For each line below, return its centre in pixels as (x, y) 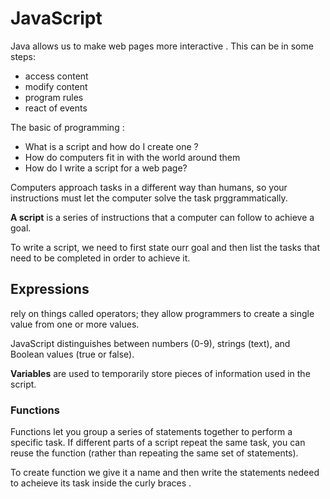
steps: (23, 56)
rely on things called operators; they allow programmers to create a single (162, 313)
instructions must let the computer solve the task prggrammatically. (149, 198)
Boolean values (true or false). (72, 354)
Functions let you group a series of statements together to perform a (151, 432)
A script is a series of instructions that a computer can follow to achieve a (162, 217)
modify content (56, 86)
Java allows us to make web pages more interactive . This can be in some (162, 46)
